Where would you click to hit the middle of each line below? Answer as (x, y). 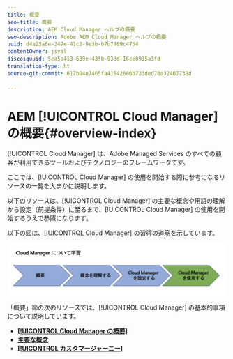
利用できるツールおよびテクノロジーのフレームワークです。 (104, 162)
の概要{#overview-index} (82, 133)
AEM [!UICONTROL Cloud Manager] (113, 116)
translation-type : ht (39, 66)
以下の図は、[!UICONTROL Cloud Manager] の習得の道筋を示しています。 (113, 233)
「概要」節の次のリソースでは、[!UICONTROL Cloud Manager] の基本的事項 (116, 307)
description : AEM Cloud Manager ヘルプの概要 (72, 29)
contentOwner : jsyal (37, 52)
